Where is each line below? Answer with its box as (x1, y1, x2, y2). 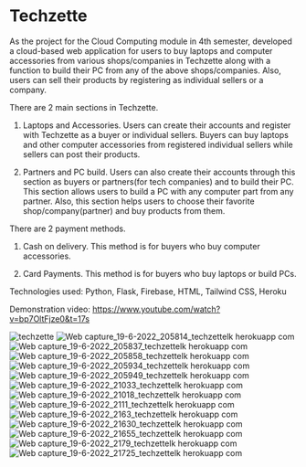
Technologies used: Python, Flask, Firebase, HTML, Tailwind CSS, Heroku (9, 285, 288, 297)
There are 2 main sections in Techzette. (9, 101, 159, 112)
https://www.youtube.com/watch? (92, 303, 221, 314)
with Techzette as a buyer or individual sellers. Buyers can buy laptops (22, 129, 290, 140)
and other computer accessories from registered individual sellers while (22, 139, 294, 150)
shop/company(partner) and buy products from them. (22, 205, 226, 216)
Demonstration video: (9, 303, 91, 314)
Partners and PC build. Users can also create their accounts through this (22, 166, 296, 177)
